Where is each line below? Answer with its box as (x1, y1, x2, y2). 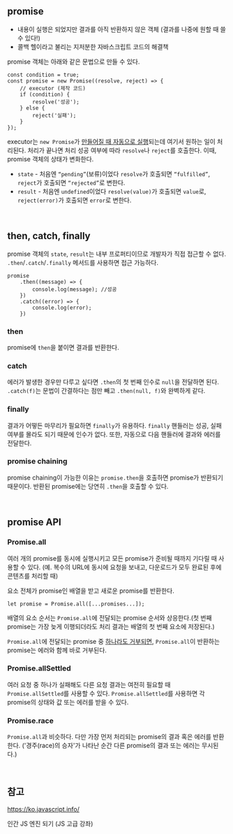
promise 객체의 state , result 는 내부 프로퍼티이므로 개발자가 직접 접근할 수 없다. (7, 250, 227, 258)
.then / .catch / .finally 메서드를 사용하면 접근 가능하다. (7, 258, 159, 266)
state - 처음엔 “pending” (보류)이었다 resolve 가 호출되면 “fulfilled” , (17, 169, 211, 178)
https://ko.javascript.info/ (7, 805, 80, 813)
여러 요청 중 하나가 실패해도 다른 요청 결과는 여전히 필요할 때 (7, 680, 171, 689)
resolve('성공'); (32, 98, 80, 106)
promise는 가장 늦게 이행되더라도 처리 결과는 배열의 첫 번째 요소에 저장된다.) (7, 622, 215, 631)
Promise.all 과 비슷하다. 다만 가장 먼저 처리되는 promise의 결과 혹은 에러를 (7, 733, 211, 741)
